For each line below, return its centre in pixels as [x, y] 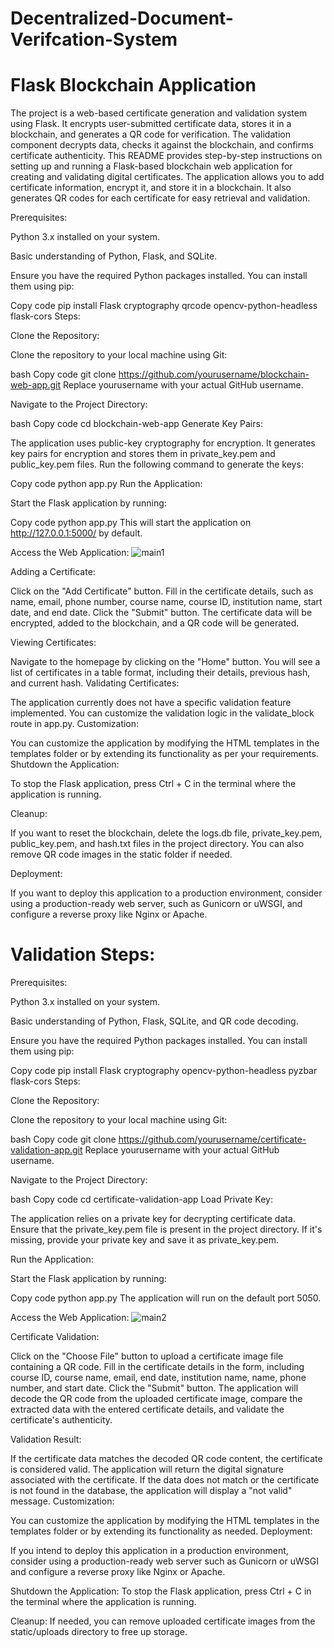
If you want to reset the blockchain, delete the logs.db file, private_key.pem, [166, 833]
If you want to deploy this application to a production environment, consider [166, 893]
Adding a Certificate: [53, 572]
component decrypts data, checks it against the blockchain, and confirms [162, 145]
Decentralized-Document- [122, 18]
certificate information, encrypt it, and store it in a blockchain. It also [151, 188]
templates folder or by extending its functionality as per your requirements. [164, 754]
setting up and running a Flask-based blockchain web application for [151, 166]
